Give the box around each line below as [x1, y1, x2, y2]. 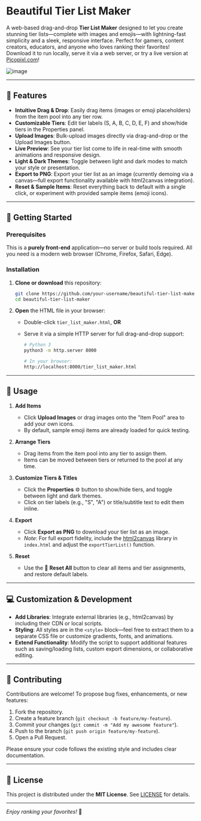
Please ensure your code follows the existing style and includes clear [6, 745, 177, 753]
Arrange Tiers [14, 438, 51, 445]
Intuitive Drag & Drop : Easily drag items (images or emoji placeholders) [14, 106, 191, 113]
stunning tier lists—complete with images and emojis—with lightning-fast [6, 30, 187, 37]
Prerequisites [6, 230, 46, 239]
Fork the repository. [14, 708, 64, 715]
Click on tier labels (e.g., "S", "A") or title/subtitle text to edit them [23, 498, 184, 505]
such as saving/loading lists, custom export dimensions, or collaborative [14, 645, 193, 652]
